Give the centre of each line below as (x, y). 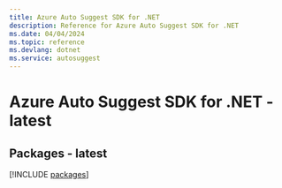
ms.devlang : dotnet (45, 50)
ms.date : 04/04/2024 (47, 34)
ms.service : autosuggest (55, 58)
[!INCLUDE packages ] (49, 174)
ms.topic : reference (47, 42)
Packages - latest (58, 153)
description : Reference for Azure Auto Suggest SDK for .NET (124, 26)
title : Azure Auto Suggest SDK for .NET (85, 17)
